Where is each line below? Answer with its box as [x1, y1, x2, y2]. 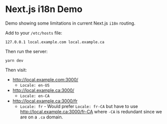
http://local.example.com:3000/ [12, 76, 78, 82]
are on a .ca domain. [20, 114, 63, 120]
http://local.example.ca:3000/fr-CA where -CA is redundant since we [20, 108, 162, 114]
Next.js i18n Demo [5, 4, 83, 15]
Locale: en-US [20, 83, 50, 88]
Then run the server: [5, 48, 48, 54]
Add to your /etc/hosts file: [5, 30, 62, 36]
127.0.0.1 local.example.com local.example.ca [5, 39, 105, 45]
